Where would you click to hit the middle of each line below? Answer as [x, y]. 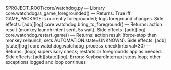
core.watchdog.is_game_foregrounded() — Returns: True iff [68, 13]
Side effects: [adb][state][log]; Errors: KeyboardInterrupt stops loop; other [83, 57]
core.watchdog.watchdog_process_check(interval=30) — [90, 46]
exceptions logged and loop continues [45, 62]
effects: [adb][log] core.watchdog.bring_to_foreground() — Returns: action [84, 24]
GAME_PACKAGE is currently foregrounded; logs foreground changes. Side [84, 19]
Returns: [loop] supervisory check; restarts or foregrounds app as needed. [84, 51]
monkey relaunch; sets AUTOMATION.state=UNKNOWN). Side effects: [80, 40]
